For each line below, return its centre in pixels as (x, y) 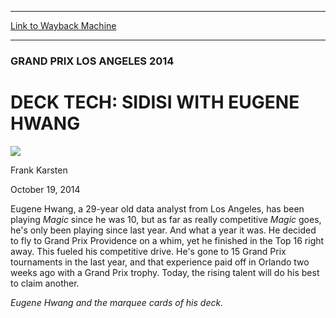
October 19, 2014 (45, 189)
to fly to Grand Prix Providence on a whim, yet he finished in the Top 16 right (167, 240)
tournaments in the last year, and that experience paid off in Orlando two (160, 262)
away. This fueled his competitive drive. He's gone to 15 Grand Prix (148, 251)
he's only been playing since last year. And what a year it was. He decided (163, 230)
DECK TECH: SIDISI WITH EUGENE (155, 102)
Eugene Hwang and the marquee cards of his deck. (117, 302)
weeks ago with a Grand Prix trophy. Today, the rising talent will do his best (165, 272)
